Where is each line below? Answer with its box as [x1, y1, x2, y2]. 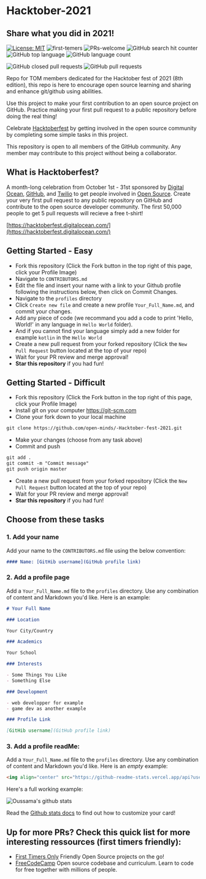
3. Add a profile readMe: [6, 742, 80, 751]
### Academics [6, 639, 43, 645]
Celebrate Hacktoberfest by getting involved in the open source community [6, 125, 197, 132]
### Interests [6, 661, 43, 667]
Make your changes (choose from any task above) [15, 436, 143, 443]
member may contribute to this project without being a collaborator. [6, 150, 177, 156]
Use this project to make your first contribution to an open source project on [6, 99, 199, 107]
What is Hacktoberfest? [6, 167, 99, 178]
